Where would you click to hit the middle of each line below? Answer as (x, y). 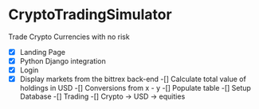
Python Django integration (63, 61)
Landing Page (43, 52)
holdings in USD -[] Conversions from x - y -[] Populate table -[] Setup (135, 88)
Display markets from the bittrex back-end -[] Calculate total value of (133, 79)
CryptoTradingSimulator (90, 15)
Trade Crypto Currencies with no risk (69, 37)
